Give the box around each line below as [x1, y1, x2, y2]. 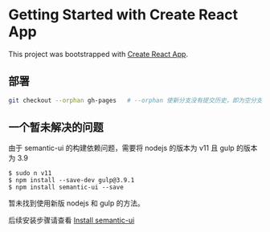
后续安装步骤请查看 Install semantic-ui [8, 215, 135, 226]
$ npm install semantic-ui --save [8, 183, 125, 192]
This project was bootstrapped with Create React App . [8, 49, 189, 59]
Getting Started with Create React [8, 6, 239, 24]
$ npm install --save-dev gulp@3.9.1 [8, 177, 135, 185]
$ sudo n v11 [8, 169, 52, 177]
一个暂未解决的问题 [8, 120, 104, 134]
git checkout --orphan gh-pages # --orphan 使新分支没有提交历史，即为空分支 [8, 96, 263, 104]
